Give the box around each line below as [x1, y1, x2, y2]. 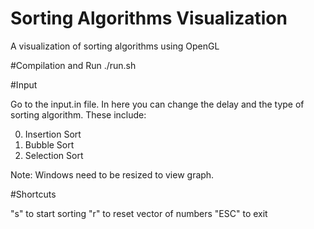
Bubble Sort [24, 138, 75, 151]
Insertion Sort [24, 128, 82, 140]
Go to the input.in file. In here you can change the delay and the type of [10, 98, 305, 110]
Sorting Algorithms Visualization [10, 7, 288, 30]
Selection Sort [24, 149, 84, 161]
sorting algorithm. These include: [10, 108, 147, 121]
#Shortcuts [10, 188, 57, 200]
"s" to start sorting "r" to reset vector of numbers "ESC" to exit [10, 207, 268, 219]
